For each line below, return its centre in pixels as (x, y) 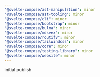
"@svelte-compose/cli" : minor (36, 19)
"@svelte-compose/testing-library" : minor (49, 51)
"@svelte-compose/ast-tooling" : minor (44, 14)
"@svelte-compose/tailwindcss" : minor (44, 42)
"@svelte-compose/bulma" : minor (38, 28)
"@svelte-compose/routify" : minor (40, 38)
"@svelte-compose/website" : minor (40, 56)
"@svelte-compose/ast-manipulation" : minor (50, 10)
